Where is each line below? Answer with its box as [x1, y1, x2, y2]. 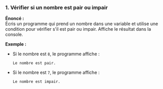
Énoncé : [5, 16, 24, 22]
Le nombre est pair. [12, 61, 56, 66]
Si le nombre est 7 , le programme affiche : [12, 69, 100, 75]
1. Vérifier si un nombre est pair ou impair [5, 4, 108, 11]
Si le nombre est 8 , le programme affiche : [12, 51, 100, 57]
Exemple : [5, 41, 27, 47]
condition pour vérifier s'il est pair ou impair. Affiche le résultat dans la [5, 26, 151, 32]
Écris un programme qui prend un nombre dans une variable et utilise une [5, 21, 158, 27]
